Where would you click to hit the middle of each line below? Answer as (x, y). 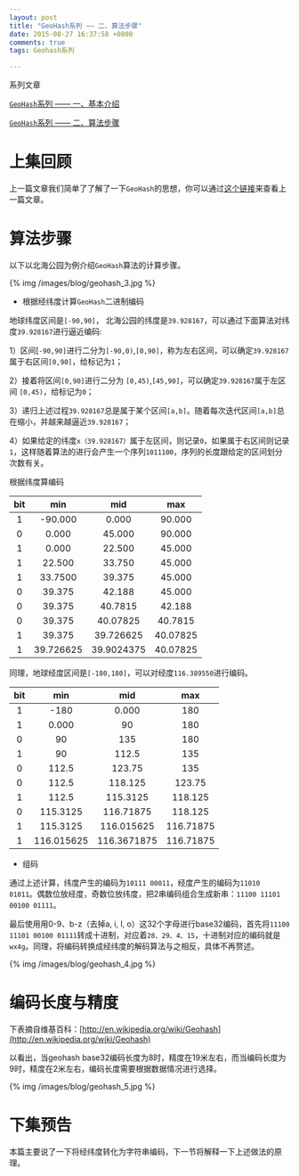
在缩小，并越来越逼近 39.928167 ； (70, 421)
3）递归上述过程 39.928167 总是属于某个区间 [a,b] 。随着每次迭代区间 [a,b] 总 (147, 410)
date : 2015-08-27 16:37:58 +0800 (71, 34)
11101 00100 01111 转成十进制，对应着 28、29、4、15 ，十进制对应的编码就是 (145, 935)
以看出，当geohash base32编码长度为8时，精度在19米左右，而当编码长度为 (148, 1058)
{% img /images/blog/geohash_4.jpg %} (82, 964)
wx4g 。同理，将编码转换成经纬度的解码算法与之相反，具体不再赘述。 (134, 946)
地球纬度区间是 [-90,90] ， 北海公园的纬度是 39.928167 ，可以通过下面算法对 (145, 320)
